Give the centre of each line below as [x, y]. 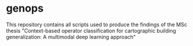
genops [25, 8]
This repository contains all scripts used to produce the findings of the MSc [97, 24]
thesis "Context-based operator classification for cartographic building [91, 30]
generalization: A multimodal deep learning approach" [71, 37]
